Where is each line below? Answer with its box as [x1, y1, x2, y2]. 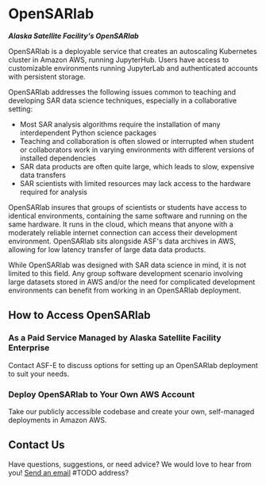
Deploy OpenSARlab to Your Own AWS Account [8, 389, 195, 400]
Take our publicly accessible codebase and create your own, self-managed [8, 406, 255, 416]
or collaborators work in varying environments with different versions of [19, 145, 255, 154]
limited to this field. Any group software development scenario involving [8, 268, 244, 278]
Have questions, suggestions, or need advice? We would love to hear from [8, 459, 252, 469]
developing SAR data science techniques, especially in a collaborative [8, 95, 237, 105]
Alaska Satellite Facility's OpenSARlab [8, 31, 139, 41]
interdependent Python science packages [19, 128, 157, 138]
